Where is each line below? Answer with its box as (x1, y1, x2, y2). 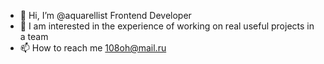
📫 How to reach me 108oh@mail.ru (19, 42, 167, 54)
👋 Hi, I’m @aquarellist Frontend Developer (19, 10, 192, 21)
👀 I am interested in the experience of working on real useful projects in (19, 20, 315, 32)
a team (19, 31, 49, 42)
